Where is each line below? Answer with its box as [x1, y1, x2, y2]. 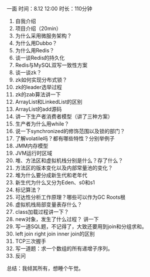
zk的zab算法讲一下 [15, 91, 61, 98]
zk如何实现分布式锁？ [15, 76, 68, 83]
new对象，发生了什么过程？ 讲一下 [15, 216, 99, 222]
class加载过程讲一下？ [15, 208, 69, 215]
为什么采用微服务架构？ [15, 32, 72, 39]
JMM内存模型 [15, 143, 49, 149]
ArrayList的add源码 [15, 106, 62, 113]
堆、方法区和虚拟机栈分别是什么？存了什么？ [15, 157, 124, 164]
